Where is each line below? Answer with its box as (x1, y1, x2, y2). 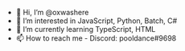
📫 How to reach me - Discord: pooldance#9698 (15, 33, 177, 43)
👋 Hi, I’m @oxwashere (15, 8, 89, 17)
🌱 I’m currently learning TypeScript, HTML (15, 25, 156, 33)
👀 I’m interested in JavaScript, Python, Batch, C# (15, 16, 178, 25)
